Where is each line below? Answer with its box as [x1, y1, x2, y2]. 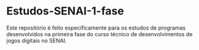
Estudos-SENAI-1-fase [6, 4, 124, 18]
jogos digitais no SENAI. [6, 37, 67, 44]
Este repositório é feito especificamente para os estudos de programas [6, 24, 186, 31]
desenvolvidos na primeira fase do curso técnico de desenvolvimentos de [6, 30, 193, 37]
